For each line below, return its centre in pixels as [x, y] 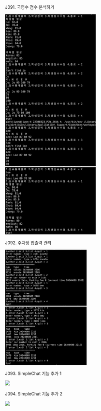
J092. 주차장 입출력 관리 [28, 243]
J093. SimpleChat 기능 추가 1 [33, 373]
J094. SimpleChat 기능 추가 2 [34, 394]
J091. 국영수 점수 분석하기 [30, 7]
